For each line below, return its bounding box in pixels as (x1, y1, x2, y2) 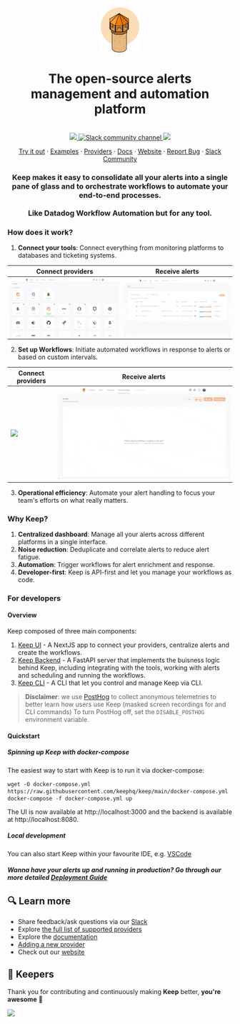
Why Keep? (7, 513, 49, 523)
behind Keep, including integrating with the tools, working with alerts (17, 663, 220, 672)
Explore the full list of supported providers (17, 925, 142, 933)
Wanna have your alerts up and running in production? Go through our (7, 865, 221, 874)
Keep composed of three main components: (7, 627, 137, 635)
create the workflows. (17, 648, 82, 656)
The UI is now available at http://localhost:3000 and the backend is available (7, 807, 232, 816)
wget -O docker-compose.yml (7, 780, 91, 788)
